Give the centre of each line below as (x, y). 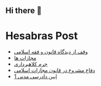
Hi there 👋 (24, 11)
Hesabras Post (42, 36)
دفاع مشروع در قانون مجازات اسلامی (54, 70)
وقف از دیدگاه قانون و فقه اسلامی (51, 52)
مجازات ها (25, 58)
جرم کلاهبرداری (31, 64)
